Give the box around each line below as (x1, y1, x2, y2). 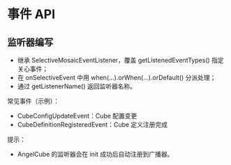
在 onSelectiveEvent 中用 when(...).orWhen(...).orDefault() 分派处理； (17, 74, 216, 81)
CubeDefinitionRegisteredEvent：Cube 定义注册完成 (17, 120, 168, 129)
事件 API (7, 6, 56, 22)
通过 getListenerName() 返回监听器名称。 (17, 82, 137, 91)
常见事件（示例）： (7, 97, 59, 105)
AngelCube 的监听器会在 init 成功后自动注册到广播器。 (17, 150, 174, 158)
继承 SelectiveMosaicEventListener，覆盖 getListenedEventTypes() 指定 (17, 56, 225, 64)
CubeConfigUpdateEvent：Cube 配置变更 (17, 112, 137, 120)
